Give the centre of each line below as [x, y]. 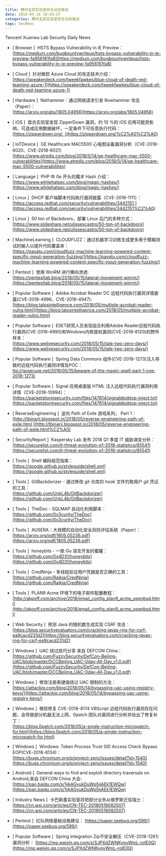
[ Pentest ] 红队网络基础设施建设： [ [49, 821]
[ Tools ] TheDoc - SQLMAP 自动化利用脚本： [59, 509]
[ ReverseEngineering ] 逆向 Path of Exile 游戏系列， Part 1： [74, 413]
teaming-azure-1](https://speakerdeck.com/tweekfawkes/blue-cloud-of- [86, 85]
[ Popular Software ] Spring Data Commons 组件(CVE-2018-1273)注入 [84, 359]
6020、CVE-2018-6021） [38, 150]
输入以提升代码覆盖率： [45, 246]
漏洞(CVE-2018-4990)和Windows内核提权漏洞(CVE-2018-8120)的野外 [88, 332]
